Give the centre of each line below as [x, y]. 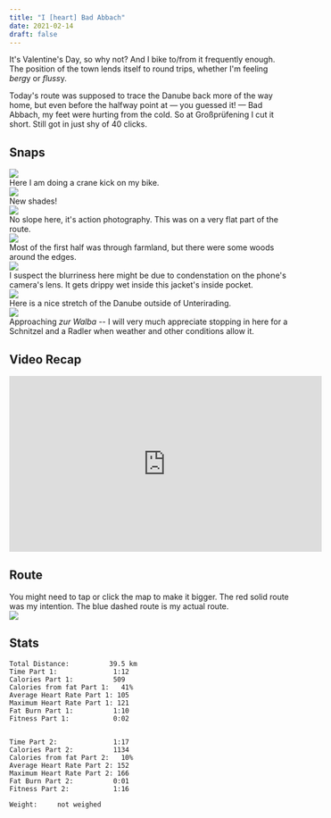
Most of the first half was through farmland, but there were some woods [142, 247]
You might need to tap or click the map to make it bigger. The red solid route [149, 597]
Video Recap [46, 359]
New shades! [33, 201]
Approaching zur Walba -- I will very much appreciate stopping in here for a [149, 321]
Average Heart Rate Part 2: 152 [69, 765]
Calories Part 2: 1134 [69, 750]
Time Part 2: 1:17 [69, 742]
